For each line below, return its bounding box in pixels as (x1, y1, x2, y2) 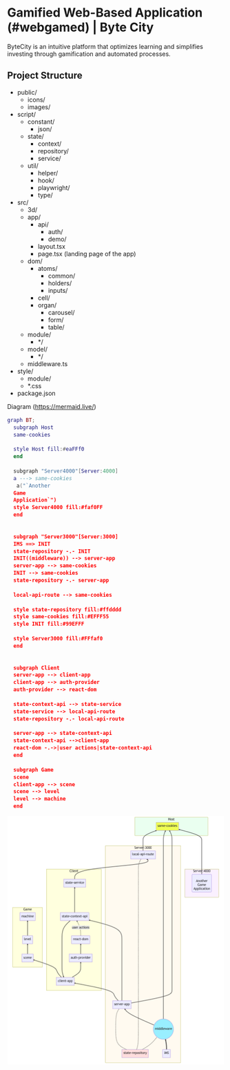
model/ (27, 345, 48, 353)
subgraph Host (13, 423, 54, 431)
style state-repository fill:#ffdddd (13, 606, 122, 613)
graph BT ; (7, 417, 36, 423)
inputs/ (48, 286, 68, 294)
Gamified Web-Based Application (7, 5, 203, 21)
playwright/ (37, 183, 70, 191)
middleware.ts (27, 359, 68, 367)
